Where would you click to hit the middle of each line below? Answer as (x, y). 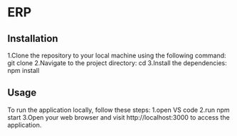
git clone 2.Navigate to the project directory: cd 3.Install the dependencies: (117, 63)
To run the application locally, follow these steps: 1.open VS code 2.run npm (118, 110)
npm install (23, 70)
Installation (33, 39)
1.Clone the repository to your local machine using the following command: (117, 55)
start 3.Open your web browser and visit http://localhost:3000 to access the (118, 117)
